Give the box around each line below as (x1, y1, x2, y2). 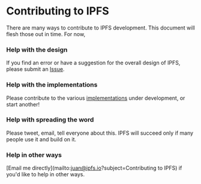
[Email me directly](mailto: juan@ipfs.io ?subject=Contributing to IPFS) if (6, 164, 182, 172)
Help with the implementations (6, 81, 98, 89)
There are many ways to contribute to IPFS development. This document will (6, 24, 195, 31)
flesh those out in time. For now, (6, 30, 86, 37)
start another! (6, 100, 40, 108)
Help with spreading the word (6, 115, 94, 124)
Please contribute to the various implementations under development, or (6, 94, 185, 102)
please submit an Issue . (6, 66, 65, 73)
